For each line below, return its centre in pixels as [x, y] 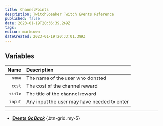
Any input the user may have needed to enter [77, 101]
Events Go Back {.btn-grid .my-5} [46, 118]
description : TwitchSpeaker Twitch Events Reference [59, 14]
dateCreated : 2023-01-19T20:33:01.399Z [45, 37]
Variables [20, 56]
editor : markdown [23, 32]
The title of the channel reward [61, 94]
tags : [10, 28]
